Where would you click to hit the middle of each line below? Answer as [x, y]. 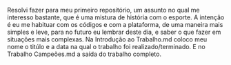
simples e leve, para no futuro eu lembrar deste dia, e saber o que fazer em [114, 32]
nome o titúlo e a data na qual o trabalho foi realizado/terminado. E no [106, 47]
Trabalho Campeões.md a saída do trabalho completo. [84, 54]
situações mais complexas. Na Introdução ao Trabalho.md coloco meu [107, 39]
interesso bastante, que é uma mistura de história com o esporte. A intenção [116, 17]
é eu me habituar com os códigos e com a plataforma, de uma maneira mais [115, 25]
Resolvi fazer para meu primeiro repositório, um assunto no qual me [103, 10]
